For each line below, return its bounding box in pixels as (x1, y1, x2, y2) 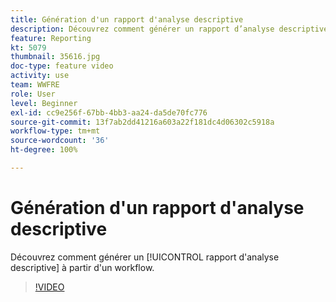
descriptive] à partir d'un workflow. (10, 261, 155, 273)
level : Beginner (10, 98, 78, 108)
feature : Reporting (10, 33, 92, 43)
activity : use (10, 71, 70, 81)
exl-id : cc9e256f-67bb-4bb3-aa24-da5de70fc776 (10, 107, 208, 118)
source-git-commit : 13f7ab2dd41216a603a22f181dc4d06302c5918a (10, 117, 275, 127)
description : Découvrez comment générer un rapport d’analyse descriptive (10, 24, 329, 34)
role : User (10, 89, 56, 99)
